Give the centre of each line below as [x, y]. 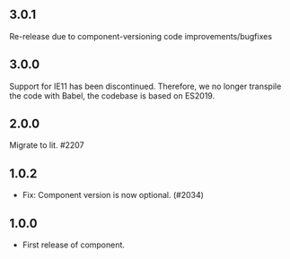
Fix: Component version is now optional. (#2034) [113, 195]
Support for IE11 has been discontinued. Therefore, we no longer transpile [145, 86]
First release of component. [74, 245]
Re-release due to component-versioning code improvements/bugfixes [141, 36]
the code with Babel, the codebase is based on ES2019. [112, 95]
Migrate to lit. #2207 [47, 145]
